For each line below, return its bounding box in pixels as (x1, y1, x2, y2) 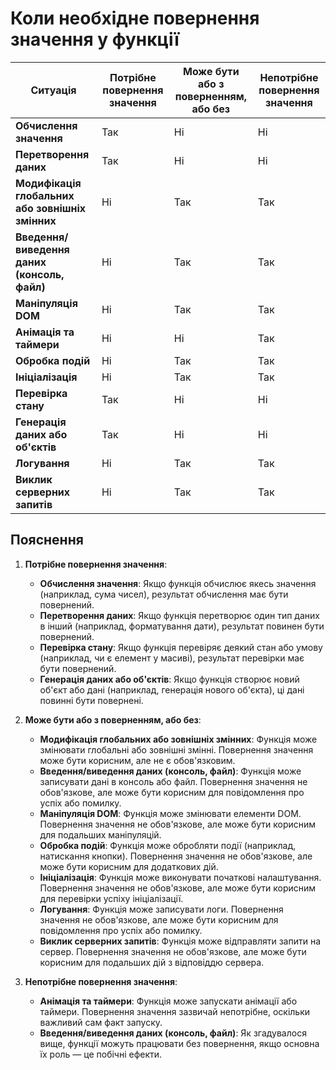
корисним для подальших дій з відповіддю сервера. (39, 956, 265, 968)
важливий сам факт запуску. (39, 1016, 163, 1028)
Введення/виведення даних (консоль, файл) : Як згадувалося (39, 1027, 307, 1039)
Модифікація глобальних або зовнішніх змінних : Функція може (39, 733, 318, 745)
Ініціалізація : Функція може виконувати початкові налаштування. (39, 871, 322, 883)
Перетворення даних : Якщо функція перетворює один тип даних (39, 609, 320, 621)
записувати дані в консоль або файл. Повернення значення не (39, 775, 308, 787)
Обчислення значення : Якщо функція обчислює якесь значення (39, 577, 317, 589)
